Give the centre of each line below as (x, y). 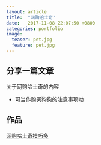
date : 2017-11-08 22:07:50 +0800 (51, 23)
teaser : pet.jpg (32, 40)
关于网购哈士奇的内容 (32, 86)
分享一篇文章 (30, 71)
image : (14, 34)
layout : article (26, 12)
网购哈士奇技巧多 (27, 135)
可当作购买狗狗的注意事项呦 (49, 99)
